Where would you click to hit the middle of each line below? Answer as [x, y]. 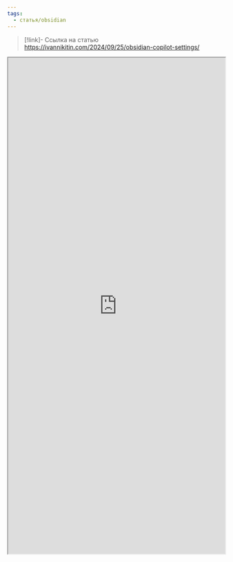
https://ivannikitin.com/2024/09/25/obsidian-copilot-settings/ [112, 47]
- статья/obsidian [40, 20]
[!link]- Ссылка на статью [61, 39]
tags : [15, 13]
